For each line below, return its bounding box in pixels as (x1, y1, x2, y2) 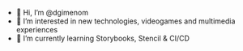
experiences (15, 25, 58, 34)
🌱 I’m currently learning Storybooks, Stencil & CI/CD (15, 33, 190, 43)
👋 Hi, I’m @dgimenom (15, 8, 89, 17)
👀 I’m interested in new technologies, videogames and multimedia (15, 16, 236, 26)
